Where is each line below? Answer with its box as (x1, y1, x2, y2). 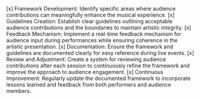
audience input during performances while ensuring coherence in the (6, 37, 178, 44)
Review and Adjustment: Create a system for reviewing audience (6, 56, 166, 63)
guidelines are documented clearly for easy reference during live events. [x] (6, 49, 194, 56)
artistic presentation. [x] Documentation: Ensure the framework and (6, 43, 174, 50)
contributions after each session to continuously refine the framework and (6, 62, 190, 69)
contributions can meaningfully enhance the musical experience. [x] (6, 11, 175, 18)
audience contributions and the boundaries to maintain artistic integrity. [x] (6, 24, 192, 31)
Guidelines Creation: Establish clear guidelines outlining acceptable (6, 18, 173, 24)
